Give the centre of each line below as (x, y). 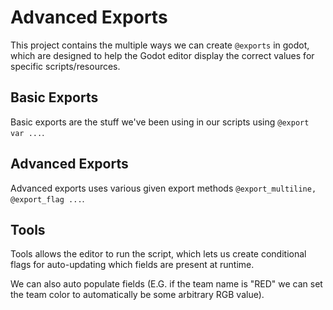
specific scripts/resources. (65, 66)
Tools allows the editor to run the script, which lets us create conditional (158, 254)
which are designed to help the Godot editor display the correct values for (162, 55)
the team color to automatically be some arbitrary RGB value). (137, 295)
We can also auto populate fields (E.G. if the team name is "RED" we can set (166, 284)
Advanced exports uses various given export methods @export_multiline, (163, 188)
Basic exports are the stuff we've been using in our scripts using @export (160, 122)
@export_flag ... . (47, 198)
